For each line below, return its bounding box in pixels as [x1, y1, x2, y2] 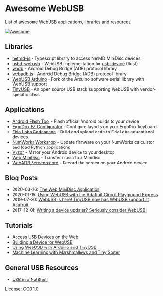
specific [12, 91, 28, 97]
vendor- [140, 86, 156, 92]
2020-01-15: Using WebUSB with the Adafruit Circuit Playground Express [12, 192, 158, 197]
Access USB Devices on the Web [12, 234, 79, 240]
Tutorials [5, 221, 33, 230]
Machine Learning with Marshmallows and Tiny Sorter [12, 249, 120, 255]
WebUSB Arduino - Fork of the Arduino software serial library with [12, 76, 145, 82]
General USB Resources [5, 263, 79, 272]
